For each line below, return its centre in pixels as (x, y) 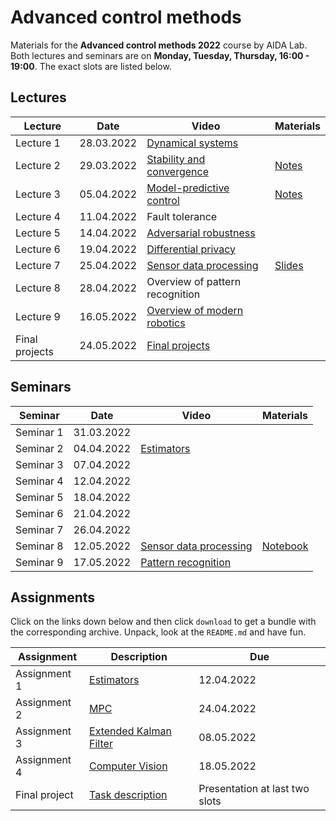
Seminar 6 (39, 513)
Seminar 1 (39, 432)
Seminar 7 (39, 529)
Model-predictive (188, 188)
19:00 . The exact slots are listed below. (91, 66)
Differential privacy (191, 249)
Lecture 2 (38, 165)
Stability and (176, 159)
